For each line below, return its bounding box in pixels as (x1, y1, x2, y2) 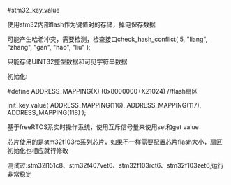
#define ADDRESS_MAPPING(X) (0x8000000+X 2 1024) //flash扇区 (7, 87, 198, 95)
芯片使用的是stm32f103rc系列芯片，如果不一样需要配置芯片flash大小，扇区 (7, 138, 223, 146)
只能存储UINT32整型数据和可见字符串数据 (7, 57, 128, 66)
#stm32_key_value (7, 6, 60, 14)
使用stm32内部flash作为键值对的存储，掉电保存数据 (7, 20, 156, 29)
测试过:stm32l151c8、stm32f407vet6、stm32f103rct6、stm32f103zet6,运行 (7, 161, 224, 170)
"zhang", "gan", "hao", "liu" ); (7, 43, 91, 51)
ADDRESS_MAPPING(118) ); (7, 108, 87, 117)
